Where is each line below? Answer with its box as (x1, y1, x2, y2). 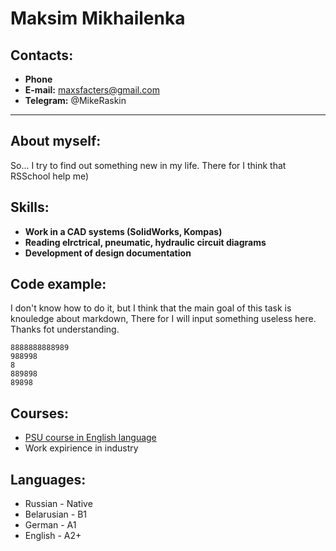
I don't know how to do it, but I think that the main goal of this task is (10, 302, 292, 314)
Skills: (10, 199, 50, 216)
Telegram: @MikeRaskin (24, 95, 127, 106)
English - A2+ (24, 530, 82, 542)
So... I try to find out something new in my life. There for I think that (10, 159, 287, 171)
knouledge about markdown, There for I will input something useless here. (10, 313, 317, 325)
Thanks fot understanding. (10, 323, 120, 336)
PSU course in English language (24, 432, 157, 444)
